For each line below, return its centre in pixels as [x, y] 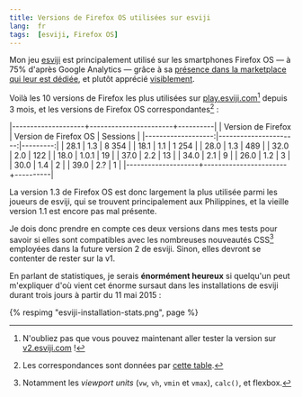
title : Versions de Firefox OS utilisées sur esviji [110, 18]
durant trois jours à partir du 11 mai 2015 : [85, 295]
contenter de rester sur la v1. [62, 258]
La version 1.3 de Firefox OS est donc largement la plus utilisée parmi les [144, 192]
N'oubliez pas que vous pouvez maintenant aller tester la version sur [149, 338]
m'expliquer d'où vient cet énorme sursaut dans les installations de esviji [144, 285]
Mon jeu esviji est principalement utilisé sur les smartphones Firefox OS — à [150, 60]
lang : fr [28, 26]
